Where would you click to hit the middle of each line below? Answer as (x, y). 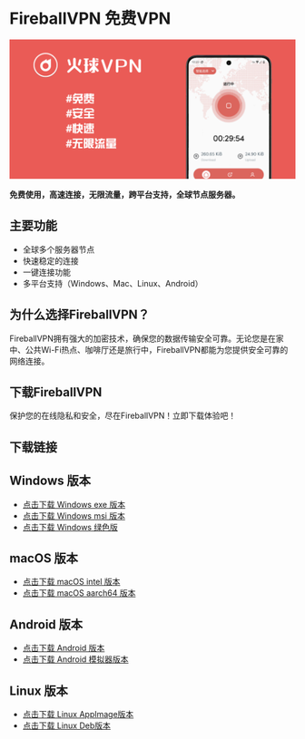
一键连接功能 (46, 272)
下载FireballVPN (56, 392)
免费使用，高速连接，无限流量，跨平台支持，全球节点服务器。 (125, 195)
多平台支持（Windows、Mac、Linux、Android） (113, 283)
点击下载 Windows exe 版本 (74, 504)
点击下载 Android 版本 (64, 648)
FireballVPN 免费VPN (90, 19)
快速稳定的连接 (50, 260)
